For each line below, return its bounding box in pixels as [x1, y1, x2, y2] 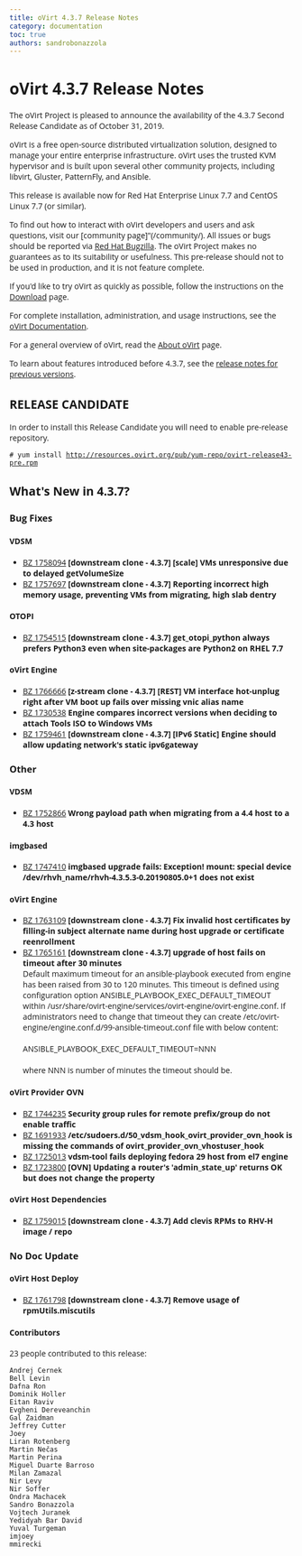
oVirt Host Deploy [9, 1273, 79, 1284]
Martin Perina [9, 1453, 63, 1462]
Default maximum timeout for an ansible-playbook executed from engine [22, 968, 291, 980]
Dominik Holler [9, 1390, 67, 1399]
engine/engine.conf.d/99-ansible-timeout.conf [22, 1022, 191, 1033]
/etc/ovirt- [243, 1011, 279, 1023]
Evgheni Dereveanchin [9, 1405, 91, 1415]
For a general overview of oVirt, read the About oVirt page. [9, 339, 223, 351]
